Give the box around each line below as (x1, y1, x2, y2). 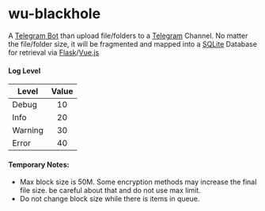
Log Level (8, 66, 41, 75)
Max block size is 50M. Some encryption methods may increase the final (19, 177, 257, 187)
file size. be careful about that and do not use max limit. (19, 186, 202, 195)
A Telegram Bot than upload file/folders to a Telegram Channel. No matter (8, 31, 248, 40)
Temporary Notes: (8, 160, 70, 169)
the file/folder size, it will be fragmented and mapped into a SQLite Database (8, 39, 257, 48)
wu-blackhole (8, 5, 101, 23)
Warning (12, 125, 44, 136)
